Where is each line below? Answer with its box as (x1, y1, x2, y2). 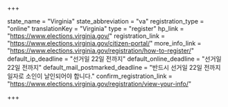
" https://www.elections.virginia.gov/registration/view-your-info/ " (7, 80, 192, 88)
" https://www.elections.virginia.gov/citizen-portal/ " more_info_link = (7, 39, 202, 47)
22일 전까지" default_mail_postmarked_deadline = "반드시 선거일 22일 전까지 (7, 64, 221, 71)
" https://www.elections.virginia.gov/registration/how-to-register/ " (7, 46, 194, 55)
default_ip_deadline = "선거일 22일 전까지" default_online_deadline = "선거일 (7, 55, 222, 63)
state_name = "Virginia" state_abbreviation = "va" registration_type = (7, 17, 204, 25)
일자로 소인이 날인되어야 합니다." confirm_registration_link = (7, 72, 173, 80)
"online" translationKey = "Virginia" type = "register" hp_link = (7, 25, 184, 32)
